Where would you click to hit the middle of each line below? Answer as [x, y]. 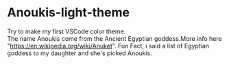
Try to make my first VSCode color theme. [67, 31]
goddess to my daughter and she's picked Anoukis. [80, 53]
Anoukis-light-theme [69, 13]
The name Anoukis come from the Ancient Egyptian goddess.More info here [114, 38]
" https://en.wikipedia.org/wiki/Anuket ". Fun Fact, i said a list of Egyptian [108, 46]
